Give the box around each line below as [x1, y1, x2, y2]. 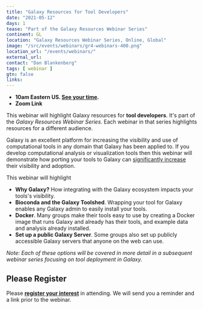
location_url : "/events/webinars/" [6, 49, 96, 55]
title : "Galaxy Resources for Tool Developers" [6, 9, 129, 15]
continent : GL [6, 32, 42, 38]
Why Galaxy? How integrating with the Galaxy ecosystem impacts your [15, 186, 194, 193]
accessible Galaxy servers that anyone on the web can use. [15, 238, 164, 245]
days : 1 [6, 20, 26, 26]
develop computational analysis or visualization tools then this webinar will [6, 150, 193, 157]
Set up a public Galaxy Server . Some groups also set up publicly [15, 231, 178, 238]
